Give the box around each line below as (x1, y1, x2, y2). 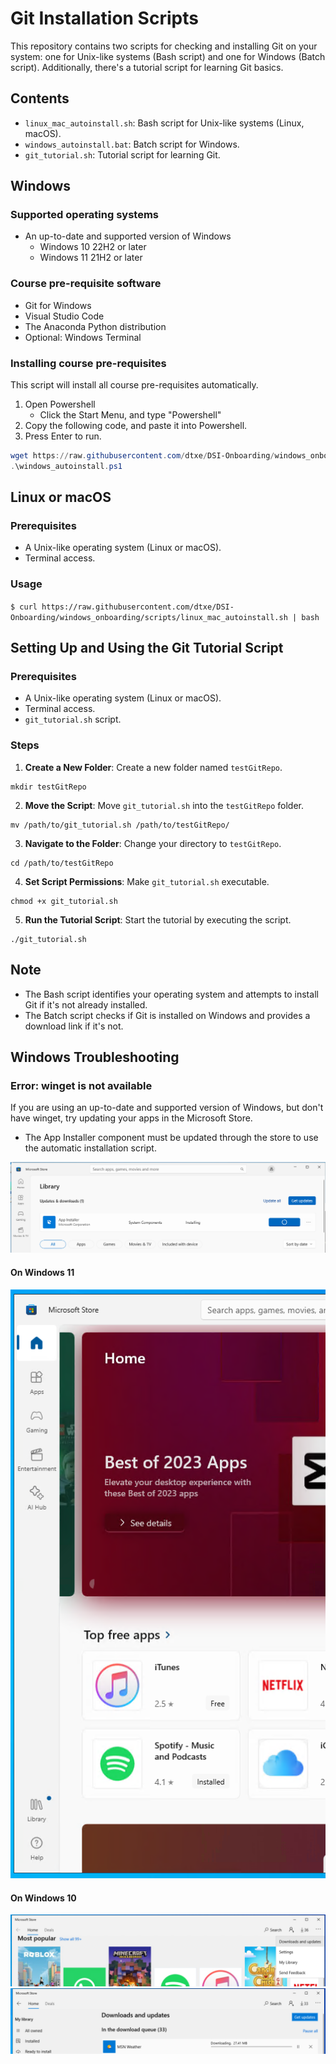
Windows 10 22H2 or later (39, 241, 147, 253)
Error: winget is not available (10, 1078, 153, 1092)
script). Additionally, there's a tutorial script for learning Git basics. (10, 61, 284, 73)
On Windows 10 (10, 1892, 77, 1904)
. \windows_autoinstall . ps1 (10, 461, 123, 471)
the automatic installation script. (24, 1142, 157, 1154)
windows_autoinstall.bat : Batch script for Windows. (24, 138, 240, 150)
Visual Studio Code (24, 310, 105, 322)
